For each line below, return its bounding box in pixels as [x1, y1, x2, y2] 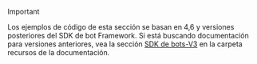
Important [7, 7, 40, 16]
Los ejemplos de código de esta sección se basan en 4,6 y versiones [7, 22, 235, 31]
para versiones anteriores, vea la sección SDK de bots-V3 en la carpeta [7, 39, 243, 49]
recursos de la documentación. [7, 48, 110, 57]
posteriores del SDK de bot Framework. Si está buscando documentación [7, 31, 249, 40]
